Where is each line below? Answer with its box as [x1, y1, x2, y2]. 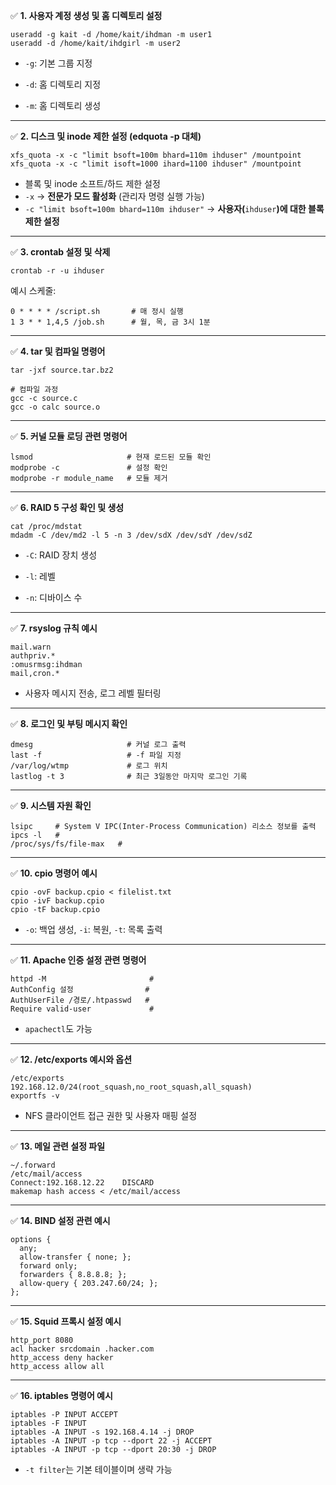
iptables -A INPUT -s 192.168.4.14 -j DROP [10, 1427, 195, 1437]
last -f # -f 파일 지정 [10, 750, 182, 760]
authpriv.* [10, 651, 56, 661]
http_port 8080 [10, 1335, 74, 1345]
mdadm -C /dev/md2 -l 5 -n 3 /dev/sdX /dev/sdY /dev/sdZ [10, 530, 253, 540]
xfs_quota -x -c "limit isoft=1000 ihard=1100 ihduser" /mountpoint [10, 159, 302, 169]
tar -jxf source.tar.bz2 [10, 365, 114, 375]
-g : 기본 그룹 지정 [24, 57, 93, 69]
